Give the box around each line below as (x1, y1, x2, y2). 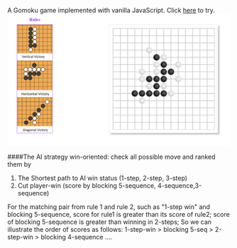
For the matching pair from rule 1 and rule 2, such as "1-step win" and (7, 203, 211, 211)
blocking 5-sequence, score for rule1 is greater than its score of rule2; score (7, 210, 231, 219)
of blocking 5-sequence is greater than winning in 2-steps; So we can (7, 218, 211, 226)
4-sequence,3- (157, 181, 202, 190)
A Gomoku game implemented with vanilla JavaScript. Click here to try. (7, 6, 215, 14)
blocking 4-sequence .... (40, 233, 113, 242)
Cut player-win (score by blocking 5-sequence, (17, 181, 156, 190)
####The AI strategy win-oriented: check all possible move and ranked (7, 152, 216, 162)
